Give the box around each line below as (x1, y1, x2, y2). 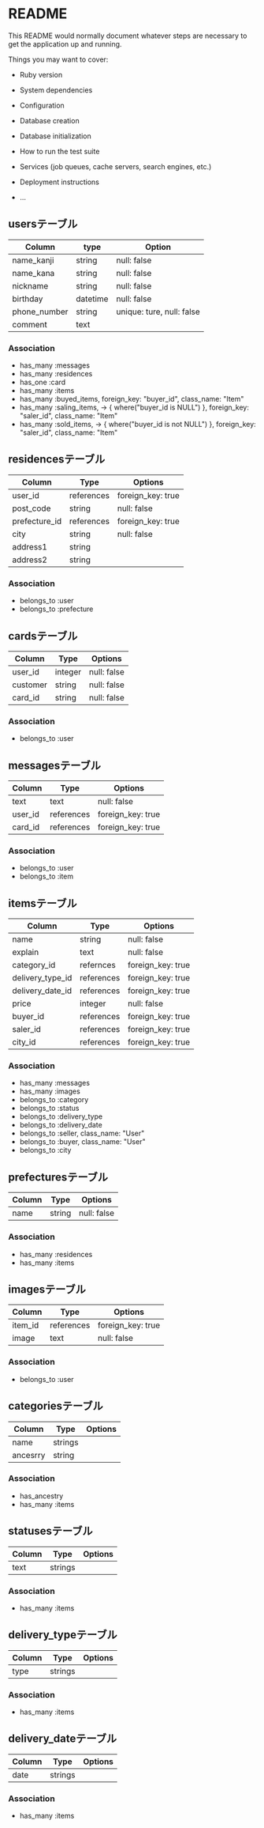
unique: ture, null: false (116, 306, 201, 317)
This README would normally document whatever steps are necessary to (8, 31, 247, 40)
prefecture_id (12, 516, 62, 527)
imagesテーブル (8, 1282, 87, 1296)
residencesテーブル (8, 452, 106, 466)
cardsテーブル (8, 629, 78, 643)
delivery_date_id (12, 985, 73, 996)
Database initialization (19, 131, 92, 141)
